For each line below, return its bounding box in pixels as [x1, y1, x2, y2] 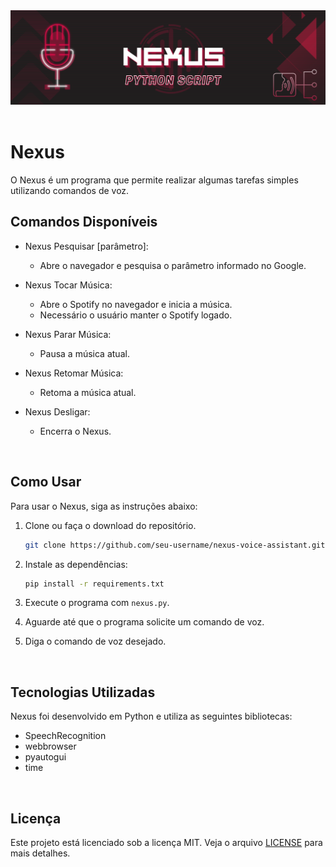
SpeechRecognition [24, 730, 107, 742]
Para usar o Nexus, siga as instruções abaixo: [10, 500, 198, 512]
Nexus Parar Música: [24, 328, 112, 340]
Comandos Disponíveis [10, 214, 158, 231]
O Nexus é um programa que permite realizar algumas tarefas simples [10, 174, 299, 186]
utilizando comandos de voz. [10, 185, 130, 197]
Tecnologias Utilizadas [10, 684, 156, 701]
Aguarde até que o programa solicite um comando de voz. [24, 616, 265, 628]
